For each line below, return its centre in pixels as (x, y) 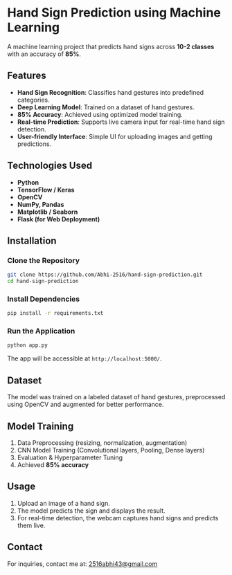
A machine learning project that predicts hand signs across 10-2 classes (111, 46)
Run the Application (41, 331)
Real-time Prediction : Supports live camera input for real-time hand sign (121, 122)
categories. (33, 100)
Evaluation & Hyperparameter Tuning (70, 457)
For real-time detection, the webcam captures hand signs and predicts (118, 518)
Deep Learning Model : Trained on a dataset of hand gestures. (106, 107)
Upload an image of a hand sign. (64, 503)
